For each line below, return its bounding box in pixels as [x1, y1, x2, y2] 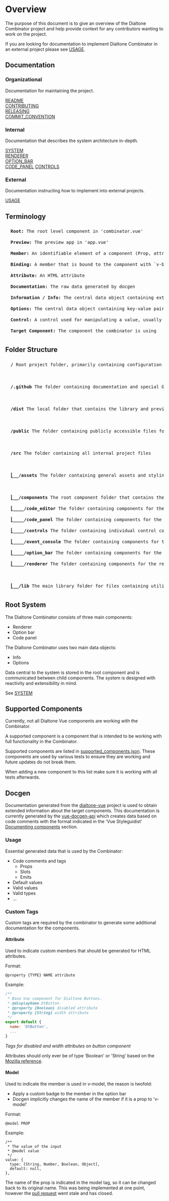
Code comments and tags [12, 857, 66, 864]
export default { [5, 1019, 42, 1025]
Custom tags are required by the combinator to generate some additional [5, 919, 156, 925]
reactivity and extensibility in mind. [5, 680, 77, 686]
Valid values [12, 884, 38, 891]
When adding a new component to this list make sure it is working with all [5, 769, 157, 775]
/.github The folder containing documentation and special [10, 383, 159, 390]
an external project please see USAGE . [5, 46, 86, 52]
